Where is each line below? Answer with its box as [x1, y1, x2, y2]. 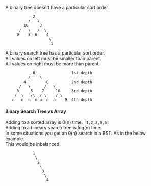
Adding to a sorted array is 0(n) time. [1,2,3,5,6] [5, 119, 110, 125]
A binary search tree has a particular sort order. [5, 50, 106, 56]
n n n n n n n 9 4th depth [12, 97, 93, 102]
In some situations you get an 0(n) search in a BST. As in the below [5, 130, 146, 137]
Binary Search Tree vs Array [5, 108, 66, 114]
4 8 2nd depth [23, 79, 93, 85]
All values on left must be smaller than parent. [5, 56, 102, 61]
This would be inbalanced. [5, 141, 61, 147]
